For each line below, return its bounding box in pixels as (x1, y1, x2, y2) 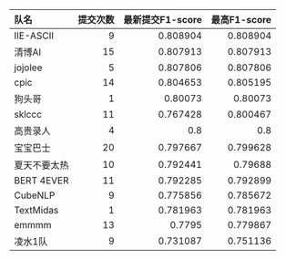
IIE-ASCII (14, 29, 55, 42)
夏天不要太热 (14, 159, 70, 172)
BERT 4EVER (14, 174, 69, 186)
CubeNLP (14, 189, 56, 202)
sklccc (14, 109, 43, 120)
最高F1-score (210, 14, 271, 26)
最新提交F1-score (123, 14, 202, 26)
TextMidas (14, 204, 59, 216)
